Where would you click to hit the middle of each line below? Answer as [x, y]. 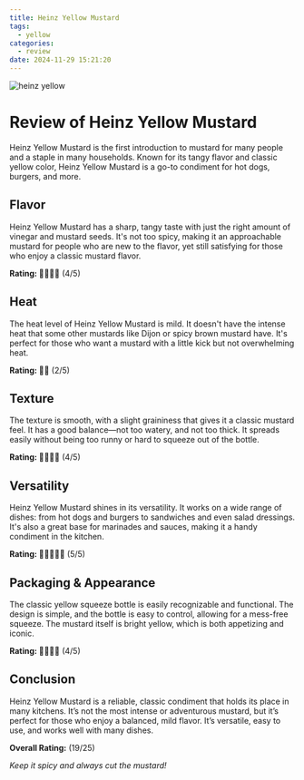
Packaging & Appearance [83, 583]
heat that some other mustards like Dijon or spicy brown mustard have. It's [148, 333]
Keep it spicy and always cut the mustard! [88, 765]
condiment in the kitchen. [57, 537]
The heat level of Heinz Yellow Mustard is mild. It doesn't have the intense [147, 324]
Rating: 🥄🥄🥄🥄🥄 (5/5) [48, 554]
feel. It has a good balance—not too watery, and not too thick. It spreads [144, 430]
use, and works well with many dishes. [82, 730]
